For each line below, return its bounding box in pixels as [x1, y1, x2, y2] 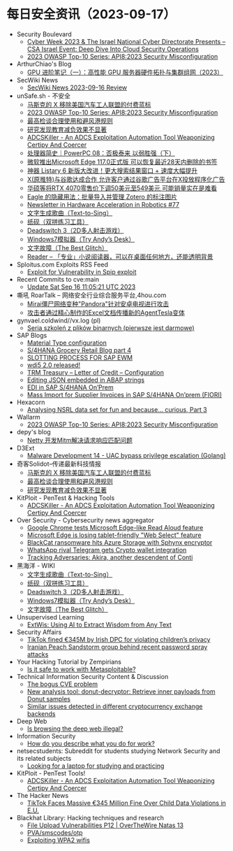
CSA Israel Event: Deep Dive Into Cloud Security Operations [27, 45, 200, 53]
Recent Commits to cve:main [16, 275, 100, 283]
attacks [27, 650, 49, 658]
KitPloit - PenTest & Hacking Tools [16, 494, 115, 502]
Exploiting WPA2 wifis [27, 836, 90, 844]
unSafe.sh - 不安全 [16, 92, 71, 100]
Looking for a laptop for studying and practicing [27, 761, 165, 770]
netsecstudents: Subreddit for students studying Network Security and [16, 746, 220, 755]
